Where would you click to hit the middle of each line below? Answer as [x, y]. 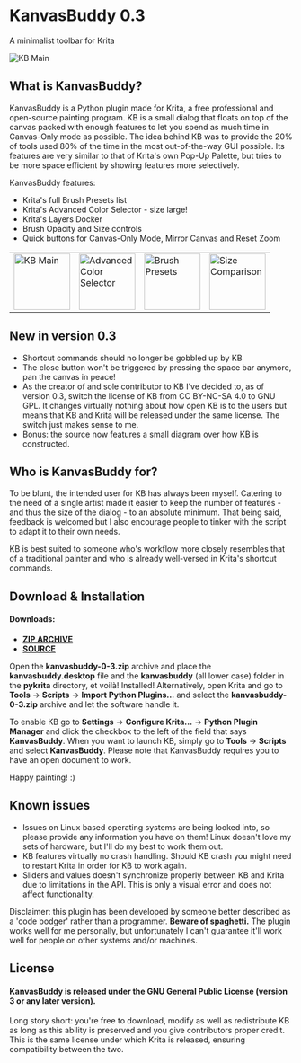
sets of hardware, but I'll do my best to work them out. [123, 846]
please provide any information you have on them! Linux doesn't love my [157, 837]
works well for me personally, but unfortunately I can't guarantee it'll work [146, 930]
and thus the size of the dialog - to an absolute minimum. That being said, [146, 512]
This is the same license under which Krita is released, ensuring [127, 1040]
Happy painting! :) [43, 777]
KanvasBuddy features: [53, 182]
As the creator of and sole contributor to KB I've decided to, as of [143, 386]
